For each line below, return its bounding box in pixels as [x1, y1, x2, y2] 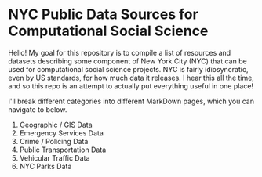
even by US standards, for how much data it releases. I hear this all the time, [8, 73, 255, 82]
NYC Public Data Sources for [8, 5, 198, 23]
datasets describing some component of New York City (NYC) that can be [8, 56, 247, 66]
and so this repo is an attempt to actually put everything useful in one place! [8, 81, 253, 91]
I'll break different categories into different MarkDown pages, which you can [8, 96, 255, 106]
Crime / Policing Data [19, 136, 89, 146]
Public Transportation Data [19, 145, 107, 154]
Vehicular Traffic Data [19, 153, 90, 162]
